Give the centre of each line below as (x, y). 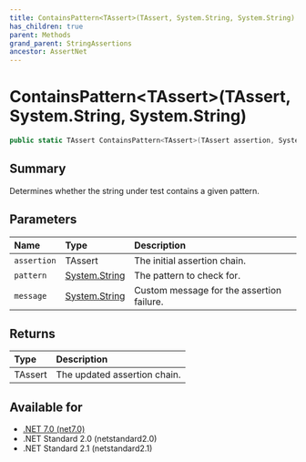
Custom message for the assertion (208, 290)
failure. (148, 302)
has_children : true (46, 26)
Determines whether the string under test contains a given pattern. (134, 190)
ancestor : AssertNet (49, 52)
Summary (38, 169)
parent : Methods (40, 35)
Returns (33, 334)
